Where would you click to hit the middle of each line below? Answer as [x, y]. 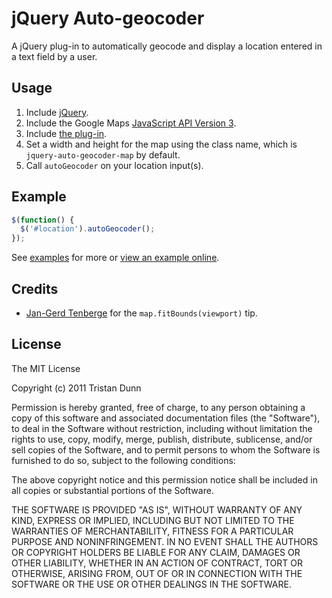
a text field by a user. [54, 56]
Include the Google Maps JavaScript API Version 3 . [131, 123]
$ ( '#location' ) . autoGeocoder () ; [88, 229]
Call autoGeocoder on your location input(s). [114, 165]
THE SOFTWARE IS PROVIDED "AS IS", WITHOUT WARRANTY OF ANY [157, 509]
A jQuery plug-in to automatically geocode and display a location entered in [167, 46]
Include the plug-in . [66, 133]
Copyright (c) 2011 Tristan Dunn [76, 388]
